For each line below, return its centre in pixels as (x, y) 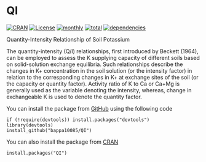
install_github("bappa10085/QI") (49, 130)
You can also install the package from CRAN (62, 142)
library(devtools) (30, 125)
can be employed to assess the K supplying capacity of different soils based (103, 57)
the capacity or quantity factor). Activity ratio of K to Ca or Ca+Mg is (93, 84)
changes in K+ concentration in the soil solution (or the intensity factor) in (99, 70)
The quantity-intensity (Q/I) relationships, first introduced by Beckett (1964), (102, 51)
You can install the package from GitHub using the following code (89, 108)
